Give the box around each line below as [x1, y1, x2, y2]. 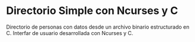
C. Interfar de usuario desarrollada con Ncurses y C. [6, 29, 134, 36]
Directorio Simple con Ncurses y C [6, 4, 178, 17]
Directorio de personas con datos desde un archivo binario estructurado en [6, 23, 190, 30]
